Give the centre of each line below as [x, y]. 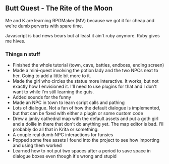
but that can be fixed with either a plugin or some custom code [78, 114]
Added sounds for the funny [42, 97]
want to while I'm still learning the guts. [53, 92]
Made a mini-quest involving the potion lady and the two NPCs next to [85, 71]
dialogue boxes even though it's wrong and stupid [65, 156]
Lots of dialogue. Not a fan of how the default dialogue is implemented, [86, 108]
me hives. [15, 41]
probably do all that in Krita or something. [56, 129]
